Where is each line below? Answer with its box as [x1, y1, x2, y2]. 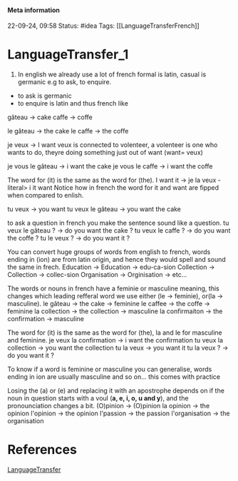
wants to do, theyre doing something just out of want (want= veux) [7, 148, 203, 157]
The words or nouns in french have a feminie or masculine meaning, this [7, 284, 219, 293]
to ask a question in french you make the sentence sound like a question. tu [7, 218, 229, 228]
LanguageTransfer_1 [7, 46, 129, 63]
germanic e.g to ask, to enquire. [17, 78, 112, 86]
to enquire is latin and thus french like [17, 99, 128, 108]
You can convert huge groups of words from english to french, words [7, 248, 211, 256]
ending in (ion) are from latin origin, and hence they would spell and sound [7, 255, 226, 264]
